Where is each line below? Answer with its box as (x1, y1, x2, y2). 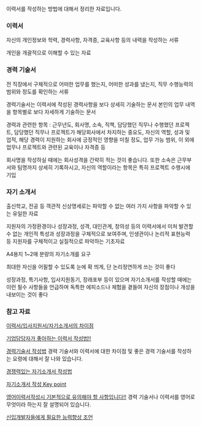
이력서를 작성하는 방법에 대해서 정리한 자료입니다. (6, 5, 122, 12)
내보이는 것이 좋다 (6, 290, 48, 298)
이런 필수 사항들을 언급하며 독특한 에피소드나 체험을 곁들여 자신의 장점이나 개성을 (6, 283, 196, 290)
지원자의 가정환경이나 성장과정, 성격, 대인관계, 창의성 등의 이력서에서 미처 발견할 (6, 223, 194, 230)
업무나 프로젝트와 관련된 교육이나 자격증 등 (6, 143, 106, 151)
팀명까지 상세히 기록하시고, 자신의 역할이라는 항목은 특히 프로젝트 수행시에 (17, 164, 191, 171)
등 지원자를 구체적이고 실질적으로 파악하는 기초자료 (6, 238, 125, 245)
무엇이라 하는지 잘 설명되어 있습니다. (6, 401, 91, 408)
